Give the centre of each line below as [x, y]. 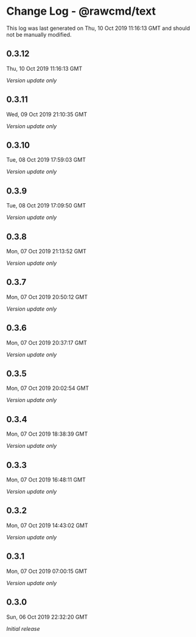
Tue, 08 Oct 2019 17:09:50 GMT [46, 206]
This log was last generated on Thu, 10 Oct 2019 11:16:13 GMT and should [98, 28]
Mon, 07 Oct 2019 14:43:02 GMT [47, 525]
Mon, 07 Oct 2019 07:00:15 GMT [47, 571]
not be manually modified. [39, 34]
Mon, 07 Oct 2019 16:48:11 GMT [46, 480]
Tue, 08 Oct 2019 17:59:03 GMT [46, 160]
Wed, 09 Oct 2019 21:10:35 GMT [47, 114]
